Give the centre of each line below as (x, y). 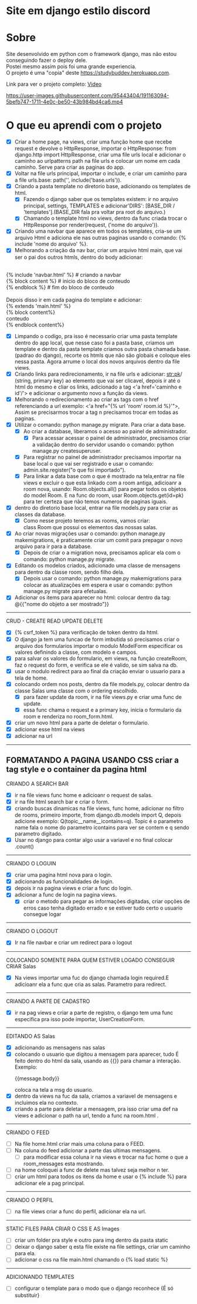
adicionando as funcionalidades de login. (64, 882)
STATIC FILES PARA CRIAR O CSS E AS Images (63, 1229)
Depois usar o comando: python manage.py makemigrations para (102, 579)
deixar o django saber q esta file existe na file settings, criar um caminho (102, 1247)
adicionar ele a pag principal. (50, 1183)
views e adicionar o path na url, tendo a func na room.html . (86, 1115)
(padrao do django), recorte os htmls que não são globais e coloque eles (102, 355)
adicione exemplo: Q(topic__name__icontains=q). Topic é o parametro (99, 821)
